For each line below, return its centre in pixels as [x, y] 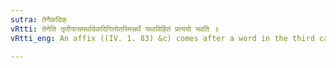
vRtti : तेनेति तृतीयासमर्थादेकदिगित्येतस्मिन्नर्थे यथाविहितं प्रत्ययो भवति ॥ [115, 29]
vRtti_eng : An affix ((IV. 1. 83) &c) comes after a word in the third [162, 38]
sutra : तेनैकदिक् [39, 19]
